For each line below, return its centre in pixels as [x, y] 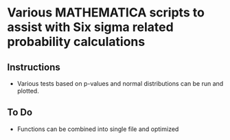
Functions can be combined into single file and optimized [98, 129]
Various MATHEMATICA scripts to [106, 13]
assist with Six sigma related [90, 27]
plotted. [28, 91]
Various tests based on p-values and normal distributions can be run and [120, 83]
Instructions [34, 67]
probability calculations [76, 42]
